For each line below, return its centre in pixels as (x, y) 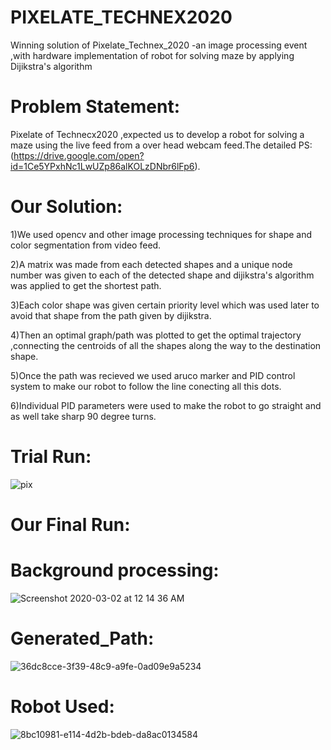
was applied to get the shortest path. (86, 285)
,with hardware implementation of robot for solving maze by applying (152, 55)
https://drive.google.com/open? (79, 155)
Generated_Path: (82, 638)
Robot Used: (62, 707)
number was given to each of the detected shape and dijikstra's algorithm (162, 275)
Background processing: (115, 570)
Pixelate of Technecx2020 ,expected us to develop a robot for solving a (157, 134)
